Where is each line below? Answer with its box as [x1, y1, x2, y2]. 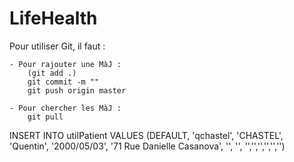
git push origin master [27, 85, 127, 96]
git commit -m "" [27, 77, 100, 87]
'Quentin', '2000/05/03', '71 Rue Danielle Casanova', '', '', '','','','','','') [9, 140, 286, 152]
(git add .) [27, 68, 77, 78]
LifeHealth [9, 7, 98, 30]
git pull [27, 112, 64, 122]
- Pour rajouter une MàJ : [9, 59, 122, 69]
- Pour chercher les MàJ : [9, 103, 122, 113]
